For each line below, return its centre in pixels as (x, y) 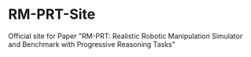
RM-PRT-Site (52, 14)
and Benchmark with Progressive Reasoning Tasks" (92, 44)
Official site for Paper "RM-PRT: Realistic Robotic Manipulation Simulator (125, 36)
